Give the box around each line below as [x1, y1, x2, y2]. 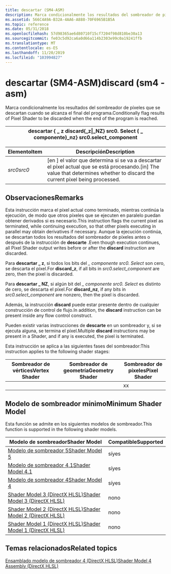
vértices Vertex [12, 367, 49, 374]
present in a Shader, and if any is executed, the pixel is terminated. [5, 333, 145, 339]
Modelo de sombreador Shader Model [9, 438, 102, 445]
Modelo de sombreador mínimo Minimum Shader [5, 399, 162, 408]
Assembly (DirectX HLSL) [5, 563, 59, 569]
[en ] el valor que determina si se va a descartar [47, 157, 162, 164]
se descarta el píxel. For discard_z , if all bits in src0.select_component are [5, 266, 160, 272]
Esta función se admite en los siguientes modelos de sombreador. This [5, 420, 153, 427]
